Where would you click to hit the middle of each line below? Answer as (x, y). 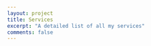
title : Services (30, 20)
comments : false (30, 32)
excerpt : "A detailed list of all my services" (76, 26)
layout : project (30, 13)
